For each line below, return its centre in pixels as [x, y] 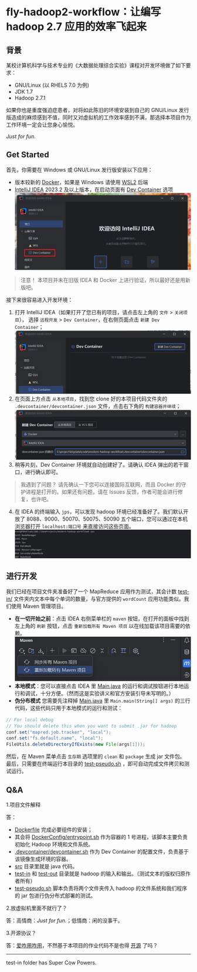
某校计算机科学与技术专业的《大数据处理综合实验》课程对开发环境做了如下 [96, 65]
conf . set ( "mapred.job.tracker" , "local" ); [59, 732]
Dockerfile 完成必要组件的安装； [53, 830]
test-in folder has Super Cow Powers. [51, 963]
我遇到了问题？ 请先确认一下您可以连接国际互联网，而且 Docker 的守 [103, 484]
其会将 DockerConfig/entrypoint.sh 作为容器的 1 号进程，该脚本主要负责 [101, 837]
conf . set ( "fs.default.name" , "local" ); [55, 738]
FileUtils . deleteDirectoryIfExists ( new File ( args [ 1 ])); [76, 745]
